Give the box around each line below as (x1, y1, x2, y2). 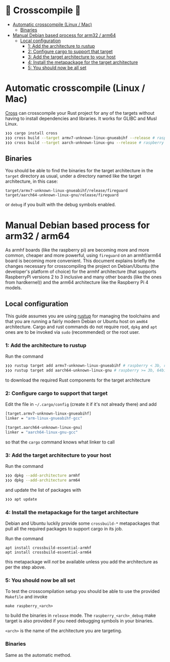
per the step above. (5, 564, 46, 571)
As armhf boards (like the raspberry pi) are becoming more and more (5, 247, 149, 253)
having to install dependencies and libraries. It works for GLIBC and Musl (5, 115, 157, 121)
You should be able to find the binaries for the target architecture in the (5, 168, 153, 174)
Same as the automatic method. (5, 652, 72, 658)
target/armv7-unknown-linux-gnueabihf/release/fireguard (5, 188, 128, 194)
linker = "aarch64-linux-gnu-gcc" (5, 430, 78, 435)
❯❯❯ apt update (5, 496, 37, 502)
